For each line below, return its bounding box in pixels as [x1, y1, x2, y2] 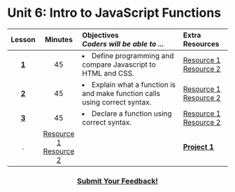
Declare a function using [92, 109, 173, 118]
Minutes [44, 34, 73, 44]
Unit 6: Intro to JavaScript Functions [7, 5, 222, 21]
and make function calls [82, 88, 161, 98]
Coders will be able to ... [82, 39, 164, 48]
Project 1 [183, 142, 215, 151]
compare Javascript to [82, 60, 156, 69]
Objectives [82, 30, 119, 40]
